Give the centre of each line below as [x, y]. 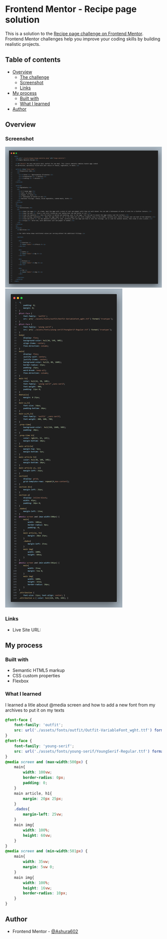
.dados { [22, 809]
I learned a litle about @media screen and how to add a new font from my [80, 705]
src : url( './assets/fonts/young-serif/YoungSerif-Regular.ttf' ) [82, 751]
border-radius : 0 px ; [44, 778]
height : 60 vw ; [38, 835]
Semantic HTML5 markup [39, 670]
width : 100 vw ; [38, 773]
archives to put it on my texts [35, 710]
